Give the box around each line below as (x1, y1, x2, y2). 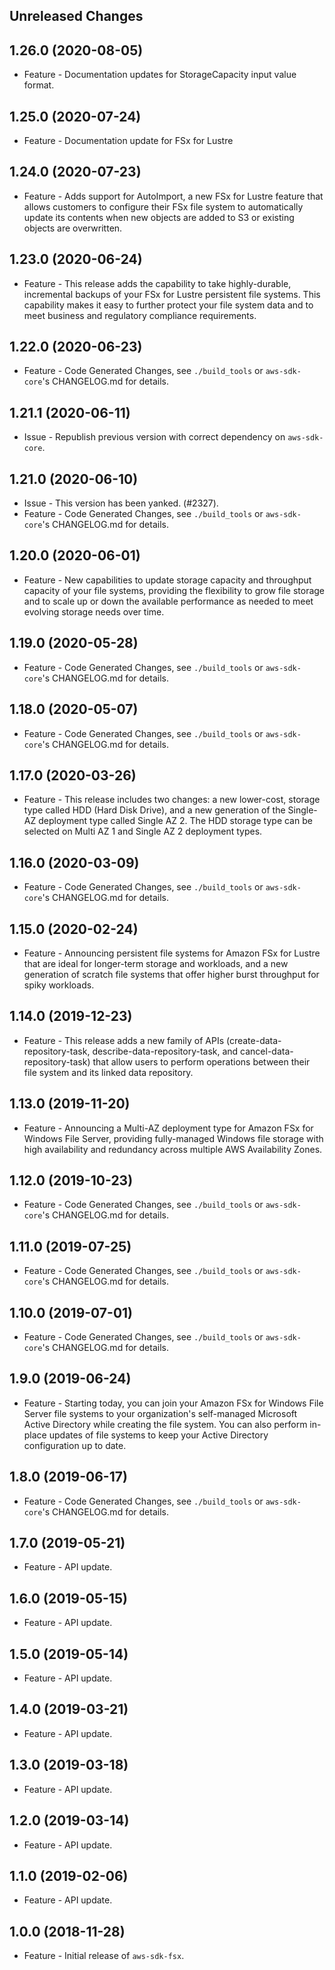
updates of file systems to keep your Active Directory (48, 1429, 269, 1441)
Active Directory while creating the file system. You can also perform (23, 1418, 308, 1430)
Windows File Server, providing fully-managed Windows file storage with (23, 1132, 324, 1144)
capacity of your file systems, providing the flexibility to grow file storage (23, 584, 326, 596)
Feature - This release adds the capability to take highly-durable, (23, 277, 292, 289)
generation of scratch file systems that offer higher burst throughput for (23, 968, 320, 980)
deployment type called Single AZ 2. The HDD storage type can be (38, 815, 313, 827)
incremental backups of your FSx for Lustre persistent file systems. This (23, 288, 321, 300)
